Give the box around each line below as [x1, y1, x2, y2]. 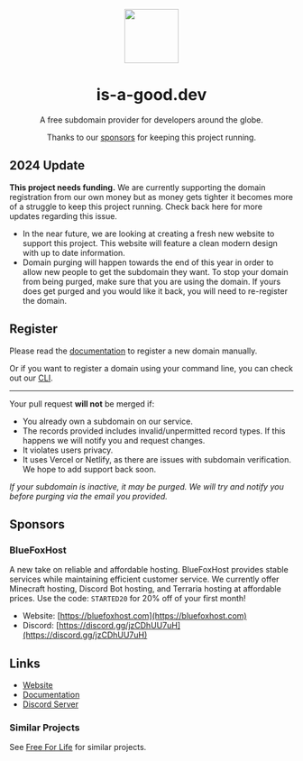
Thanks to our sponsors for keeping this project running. [46, 132, 257, 142]
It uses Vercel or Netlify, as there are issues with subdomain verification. [22, 454, 291, 464]
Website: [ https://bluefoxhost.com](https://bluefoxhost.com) [22, 610, 247, 621]
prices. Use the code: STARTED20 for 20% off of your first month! [9, 593, 246, 604]
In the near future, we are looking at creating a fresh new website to [22, 228, 275, 239]
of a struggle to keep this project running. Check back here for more [9, 201, 263, 212]
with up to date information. [22, 247, 126, 258]
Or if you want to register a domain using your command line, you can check [9, 362, 293, 373]
